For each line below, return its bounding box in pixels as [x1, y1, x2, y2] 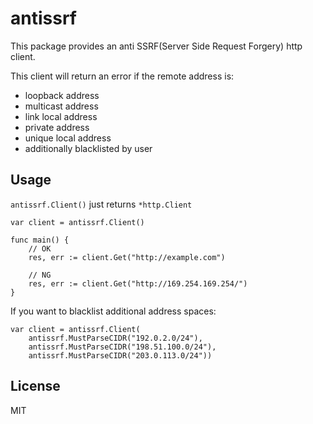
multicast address [24, 100, 99, 112]
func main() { [10, 235, 70, 245]
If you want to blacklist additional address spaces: [10, 305, 217, 317]
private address [24, 121, 90, 133]
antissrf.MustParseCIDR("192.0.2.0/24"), [28, 333, 203, 343]
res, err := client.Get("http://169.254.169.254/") [28, 278, 248, 289]
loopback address [24, 89, 100, 101]
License [10, 378, 61, 395]
